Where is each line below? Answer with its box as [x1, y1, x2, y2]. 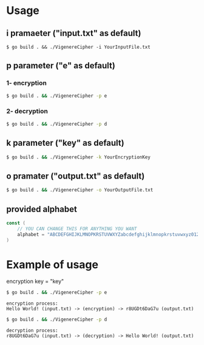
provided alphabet [6, 204, 77, 214]
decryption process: [6, 327, 59, 334]
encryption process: [6, 301, 59, 307]
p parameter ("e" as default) [6, 60, 115, 71]
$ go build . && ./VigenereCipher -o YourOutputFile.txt [6, 187, 154, 193]
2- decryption [6, 107, 49, 116]
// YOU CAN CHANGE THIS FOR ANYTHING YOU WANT [17, 226, 137, 232]
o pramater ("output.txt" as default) [6, 171, 145, 181]
